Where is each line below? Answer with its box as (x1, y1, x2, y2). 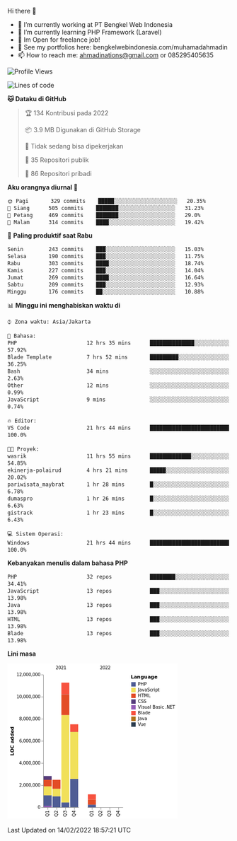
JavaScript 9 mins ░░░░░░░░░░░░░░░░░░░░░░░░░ (7, 396, 230, 403)
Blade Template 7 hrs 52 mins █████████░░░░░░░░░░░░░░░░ (7, 354, 230, 361)
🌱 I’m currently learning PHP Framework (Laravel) (17, 28, 162, 36)
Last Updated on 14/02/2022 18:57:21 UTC (7, 826, 132, 834)
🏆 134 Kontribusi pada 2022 (24, 109, 109, 117)
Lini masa (7, 649, 37, 658)
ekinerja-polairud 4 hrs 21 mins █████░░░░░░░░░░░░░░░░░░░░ (7, 467, 230, 474)
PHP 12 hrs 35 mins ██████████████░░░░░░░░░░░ (7, 340, 230, 347)
